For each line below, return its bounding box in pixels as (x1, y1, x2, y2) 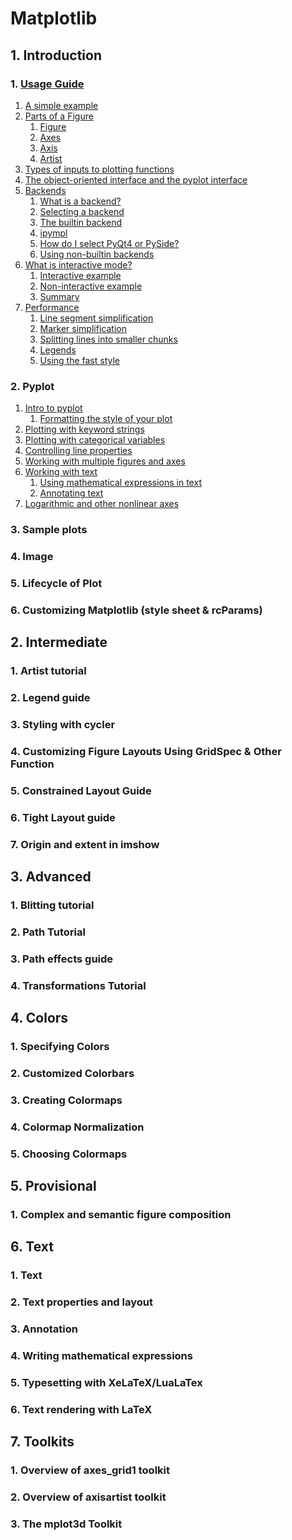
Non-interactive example (39, 280, 143, 292)
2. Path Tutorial (10, 925, 86, 939)
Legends (39, 343, 77, 356)
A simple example (24, 99, 99, 111)
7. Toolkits (10, 1433, 75, 1451)
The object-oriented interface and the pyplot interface (24, 173, 248, 186)
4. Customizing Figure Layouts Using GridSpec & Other (10, 744, 282, 758)
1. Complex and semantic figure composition (10, 1208, 232, 1222)
